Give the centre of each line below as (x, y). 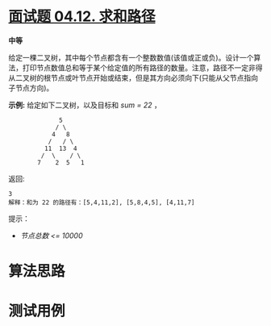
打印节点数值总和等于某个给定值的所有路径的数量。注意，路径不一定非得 (142, 67)
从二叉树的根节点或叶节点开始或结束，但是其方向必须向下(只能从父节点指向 (133, 77)
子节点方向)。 (31, 88)
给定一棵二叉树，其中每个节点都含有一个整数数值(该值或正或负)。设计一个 (131, 57)
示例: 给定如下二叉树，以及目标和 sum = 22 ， (85, 105)
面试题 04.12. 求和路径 (82, 17)
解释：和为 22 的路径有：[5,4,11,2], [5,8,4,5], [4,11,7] (102, 203)
